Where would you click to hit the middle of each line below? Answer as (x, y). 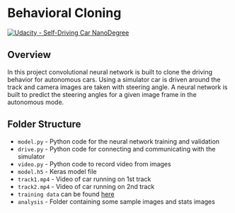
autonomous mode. (36, 102)
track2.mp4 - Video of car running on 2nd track (86, 186)
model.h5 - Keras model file (57, 171)
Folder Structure (44, 124)
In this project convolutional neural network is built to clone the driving (110, 71)
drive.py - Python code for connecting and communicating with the (116, 149)
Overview (29, 55)
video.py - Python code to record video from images (94, 163)
